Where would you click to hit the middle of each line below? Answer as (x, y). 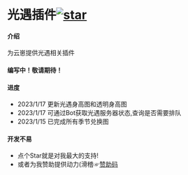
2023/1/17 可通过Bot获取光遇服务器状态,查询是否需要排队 (99, 113)
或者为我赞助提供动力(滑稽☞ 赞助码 (67, 165)
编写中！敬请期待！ (35, 70)
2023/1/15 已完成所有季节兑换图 (63, 122)
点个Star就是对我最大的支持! (58, 155)
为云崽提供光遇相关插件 (41, 53)
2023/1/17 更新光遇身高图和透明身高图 (72, 104)
